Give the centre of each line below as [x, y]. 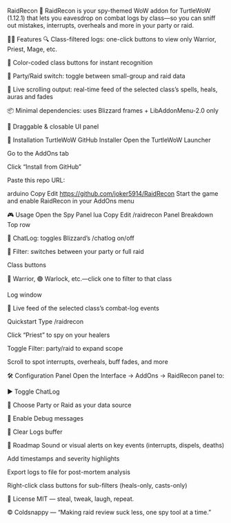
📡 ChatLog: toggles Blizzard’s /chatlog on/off [71, 238]
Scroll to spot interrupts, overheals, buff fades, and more [88, 362]
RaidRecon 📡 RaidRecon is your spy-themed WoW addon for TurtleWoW [109, 11]
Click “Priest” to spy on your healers [59, 335]
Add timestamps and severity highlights [63, 459]
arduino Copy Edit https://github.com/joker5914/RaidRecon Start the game [113, 193]
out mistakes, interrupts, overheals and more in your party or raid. [101, 25]
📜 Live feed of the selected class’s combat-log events [83, 308]
